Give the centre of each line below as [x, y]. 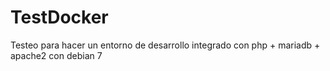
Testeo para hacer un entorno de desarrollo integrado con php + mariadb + [165, 45]
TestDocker [59, 17]
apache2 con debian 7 [56, 55]
